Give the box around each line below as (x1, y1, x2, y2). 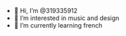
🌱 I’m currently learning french (13, 21, 103, 29)
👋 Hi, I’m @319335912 (13, 7, 78, 15)
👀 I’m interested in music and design (13, 14, 120, 22)
